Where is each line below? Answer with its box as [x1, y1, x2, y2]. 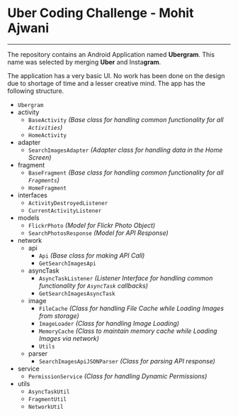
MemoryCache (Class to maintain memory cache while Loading [38, 327, 217, 335]
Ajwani [7, 20, 50, 36]
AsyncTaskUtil [28, 388, 70, 395]
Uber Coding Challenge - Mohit [7, 5, 194, 21]
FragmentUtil [28, 395, 67, 403]
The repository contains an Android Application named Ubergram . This [7, 50, 215, 58]
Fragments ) [28, 175, 60, 184]
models [17, 213, 40, 221]
